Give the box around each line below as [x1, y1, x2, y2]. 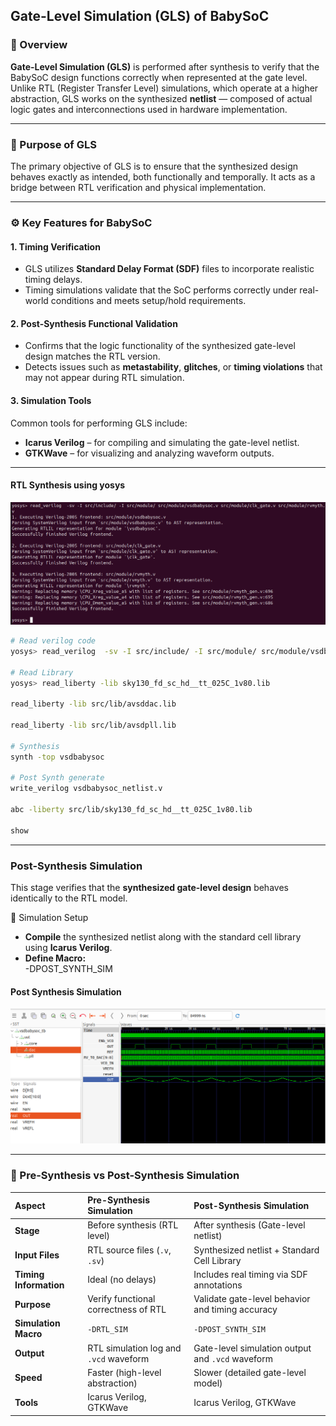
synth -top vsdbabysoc [10, 752, 105, 762]
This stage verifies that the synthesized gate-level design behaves [10, 882, 289, 894]
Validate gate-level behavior [193, 1293, 311, 1305]
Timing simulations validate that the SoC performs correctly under [24, 284, 298, 296]
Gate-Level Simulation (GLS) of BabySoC [10, 8, 270, 25]
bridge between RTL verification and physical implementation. [10, 181, 267, 193]
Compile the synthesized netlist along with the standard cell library [24, 931, 302, 943]
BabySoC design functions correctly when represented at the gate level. [10, 71, 308, 83]
